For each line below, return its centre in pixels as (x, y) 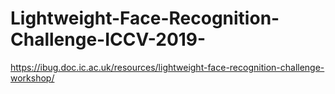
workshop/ (32, 78)
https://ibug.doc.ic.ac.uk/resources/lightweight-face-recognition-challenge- (167, 67)
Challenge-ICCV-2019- (108, 39)
